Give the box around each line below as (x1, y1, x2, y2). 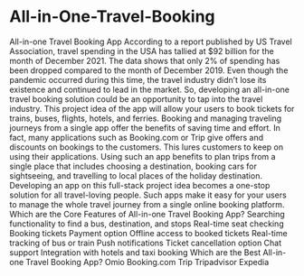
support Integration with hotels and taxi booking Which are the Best (9, 246, 261, 258)
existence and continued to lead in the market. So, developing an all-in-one (9, 84, 290, 95)
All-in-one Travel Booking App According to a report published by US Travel (9, 36, 292, 47)
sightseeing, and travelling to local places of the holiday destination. (9, 170, 262, 181)
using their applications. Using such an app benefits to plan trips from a (9, 151, 276, 161)
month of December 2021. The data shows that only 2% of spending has (9, 55, 280, 66)
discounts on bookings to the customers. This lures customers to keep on (9, 142, 283, 152)
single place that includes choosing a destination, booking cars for (9, 161, 258, 171)
